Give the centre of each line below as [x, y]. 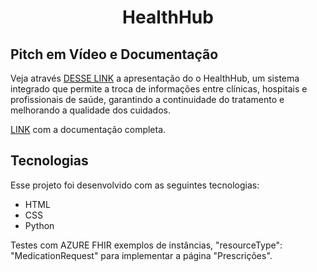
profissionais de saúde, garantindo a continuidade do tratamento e [147, 99]
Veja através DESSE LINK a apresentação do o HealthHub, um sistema [155, 78]
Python [39, 225]
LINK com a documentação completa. [88, 129]
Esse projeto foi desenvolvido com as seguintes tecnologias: [135, 185]
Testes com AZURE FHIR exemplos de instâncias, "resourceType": [146, 245]
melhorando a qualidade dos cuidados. [90, 110]
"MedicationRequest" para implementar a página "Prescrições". [141, 255]
